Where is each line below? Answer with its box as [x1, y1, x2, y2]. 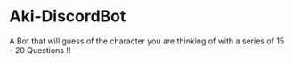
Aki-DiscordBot [9, 6, 126, 27]
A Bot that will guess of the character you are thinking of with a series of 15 [9, 35, 285, 46]
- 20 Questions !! [9, 44, 71, 55]
